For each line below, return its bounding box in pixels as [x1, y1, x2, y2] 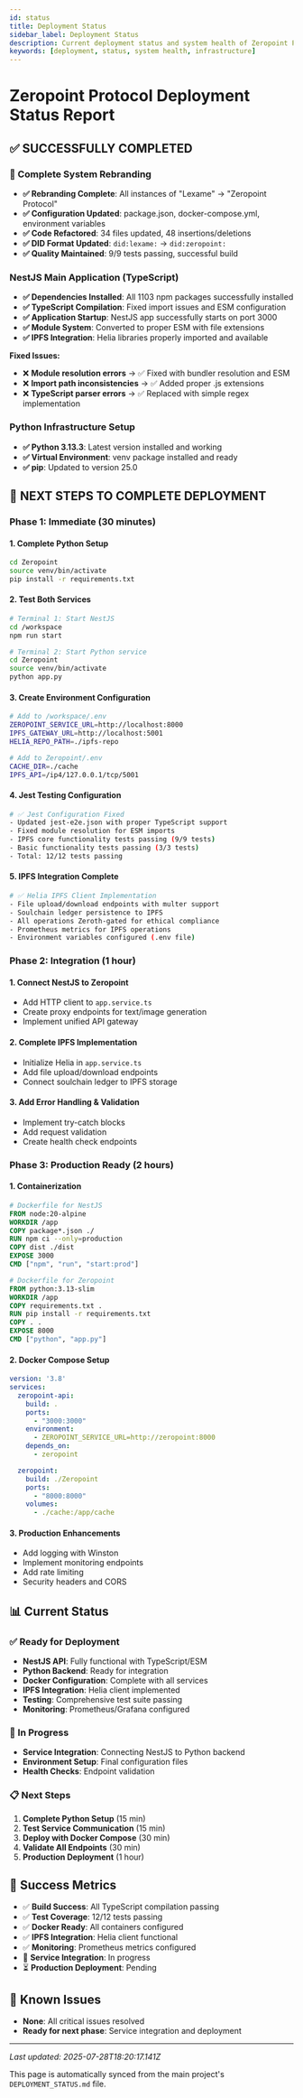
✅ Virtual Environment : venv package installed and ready [22, 451, 238, 462]
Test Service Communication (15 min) [22, 1823, 166, 1833]
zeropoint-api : [17, 1391, 75, 1400]
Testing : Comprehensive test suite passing [22, 1694, 183, 1705]
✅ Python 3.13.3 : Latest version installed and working [22, 441, 223, 452]
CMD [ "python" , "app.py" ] [9, 1335, 106, 1344]
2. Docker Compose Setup [9, 1354, 110, 1365]
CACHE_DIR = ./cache [9, 762, 78, 771]
